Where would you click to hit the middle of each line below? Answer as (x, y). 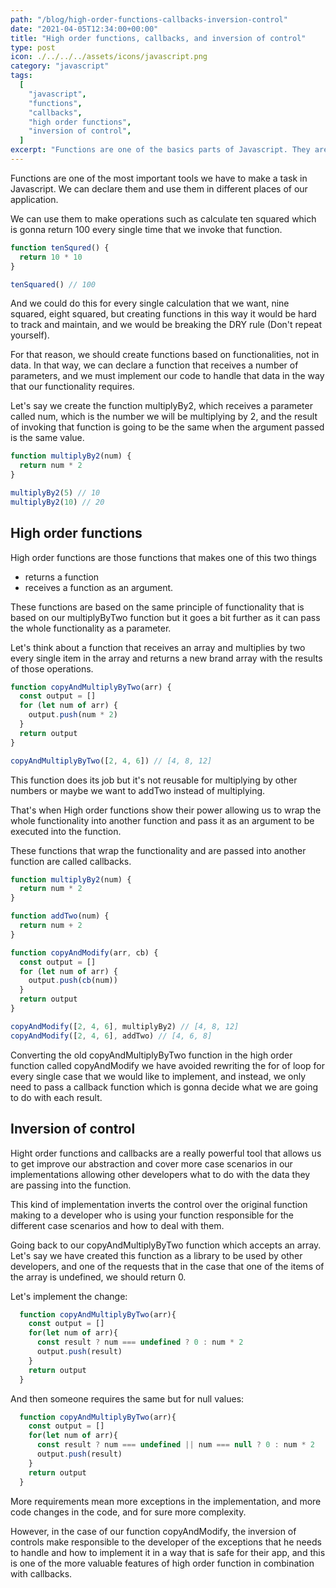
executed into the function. (66, 831)
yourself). (30, 335)
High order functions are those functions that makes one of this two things (163, 557)
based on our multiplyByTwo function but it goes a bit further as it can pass (165, 617)
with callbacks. (41, 1573)
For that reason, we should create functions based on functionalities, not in (165, 355)
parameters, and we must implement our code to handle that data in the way (167, 376)
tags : (21, 76)
